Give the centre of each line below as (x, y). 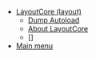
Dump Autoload (54, 20)
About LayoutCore (58, 29)
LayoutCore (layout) (49, 12)
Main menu (34, 46)
